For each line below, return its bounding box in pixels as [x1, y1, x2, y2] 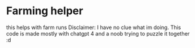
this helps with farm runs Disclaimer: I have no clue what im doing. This [6, 24, 181, 31]
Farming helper [6, 4, 83, 18]
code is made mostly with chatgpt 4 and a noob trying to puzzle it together [6, 30, 190, 37]
